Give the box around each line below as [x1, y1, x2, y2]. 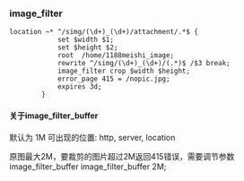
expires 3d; [57, 82, 102, 91]
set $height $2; [57, 43, 118, 52]
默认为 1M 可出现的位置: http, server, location [9, 132, 176, 142]
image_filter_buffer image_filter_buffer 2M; [9, 160, 167, 172]
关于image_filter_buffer [9, 110, 99, 121]
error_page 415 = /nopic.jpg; [57, 74, 170, 83]
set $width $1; [57, 35, 115, 45]
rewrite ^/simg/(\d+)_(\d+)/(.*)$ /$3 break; [57, 59, 231, 68]
